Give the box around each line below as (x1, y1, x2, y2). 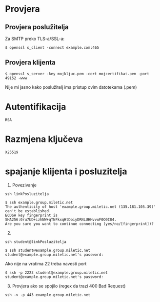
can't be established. (5, 208, 51, 213)
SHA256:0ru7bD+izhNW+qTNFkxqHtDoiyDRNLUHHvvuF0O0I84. (5, 217, 117, 222)
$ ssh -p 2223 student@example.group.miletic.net (5, 270, 108, 275)
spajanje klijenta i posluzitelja (5, 166, 127, 177)
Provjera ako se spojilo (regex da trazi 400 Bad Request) (12, 283, 126, 289)
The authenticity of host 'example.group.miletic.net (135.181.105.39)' (5, 204, 156, 209)
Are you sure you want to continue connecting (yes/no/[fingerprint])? (5, 221, 154, 226)
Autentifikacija (5, 101, 66, 112)
